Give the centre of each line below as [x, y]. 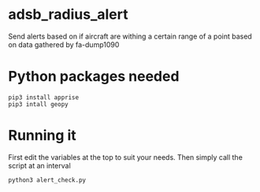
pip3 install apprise [44, 97]
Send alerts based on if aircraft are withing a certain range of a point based [130, 36]
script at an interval [39, 165]
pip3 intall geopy [38, 104]
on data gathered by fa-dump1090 [64, 44]
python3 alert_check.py [47, 180]
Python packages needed [94, 77]
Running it [42, 136]
